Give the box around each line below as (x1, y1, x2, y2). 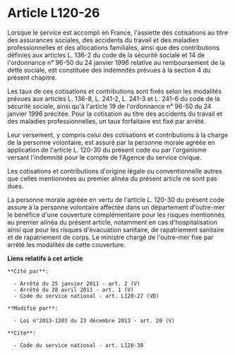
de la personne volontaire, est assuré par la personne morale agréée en (7, 138, 215, 146)
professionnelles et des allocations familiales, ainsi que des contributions (7, 43, 220, 52)
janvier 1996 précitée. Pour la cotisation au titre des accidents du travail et (7, 109, 222, 118)
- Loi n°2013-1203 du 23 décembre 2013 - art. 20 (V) (13, 317, 175, 324)
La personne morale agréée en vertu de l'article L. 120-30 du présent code (7, 195, 224, 204)
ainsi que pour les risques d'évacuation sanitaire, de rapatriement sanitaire (7, 225, 224, 234)
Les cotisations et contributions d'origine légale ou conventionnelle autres (7, 167, 222, 175)
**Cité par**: (7, 267, 49, 275)
